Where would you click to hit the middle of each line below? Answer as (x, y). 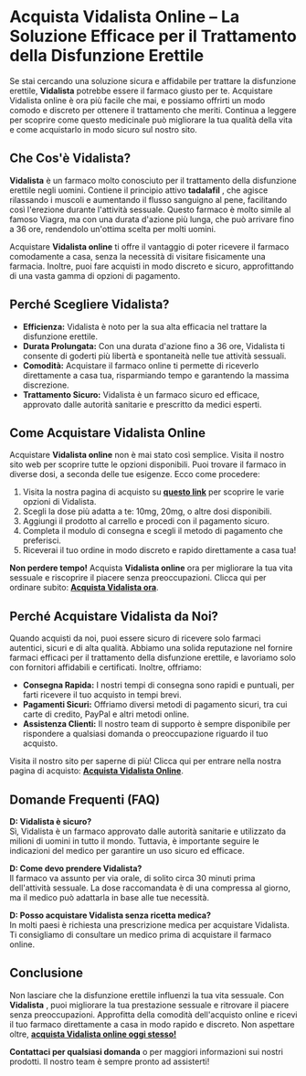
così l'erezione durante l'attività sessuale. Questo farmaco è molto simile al (150, 209)
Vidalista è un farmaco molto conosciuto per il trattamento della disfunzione (153, 180)
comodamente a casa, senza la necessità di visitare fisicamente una (138, 256)
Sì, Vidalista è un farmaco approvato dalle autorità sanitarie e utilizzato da (148, 831)
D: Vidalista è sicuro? (51, 821)
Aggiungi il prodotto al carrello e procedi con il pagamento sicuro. (146, 521)
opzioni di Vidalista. (59, 502)
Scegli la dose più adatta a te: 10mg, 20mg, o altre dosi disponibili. (147, 511)
